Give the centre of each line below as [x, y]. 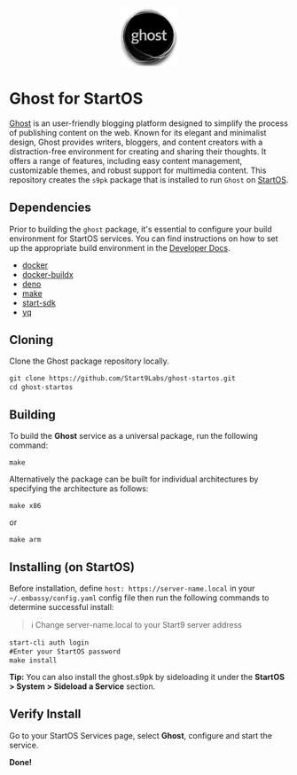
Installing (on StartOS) [72, 567]
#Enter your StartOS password [65, 652]
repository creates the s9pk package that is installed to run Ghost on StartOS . [149, 179]
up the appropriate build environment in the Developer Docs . [120, 247]
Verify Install [45, 714]
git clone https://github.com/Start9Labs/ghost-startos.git [123, 379]
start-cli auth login [49, 643]
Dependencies [50, 208]
